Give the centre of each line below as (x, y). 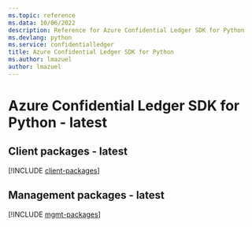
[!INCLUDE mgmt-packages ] (54, 214)
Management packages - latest (87, 195)
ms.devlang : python (40, 37)
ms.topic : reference (42, 15)
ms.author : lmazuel (40, 60)
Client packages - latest (68, 152)
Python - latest (58, 122)
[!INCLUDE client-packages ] (54, 170)
